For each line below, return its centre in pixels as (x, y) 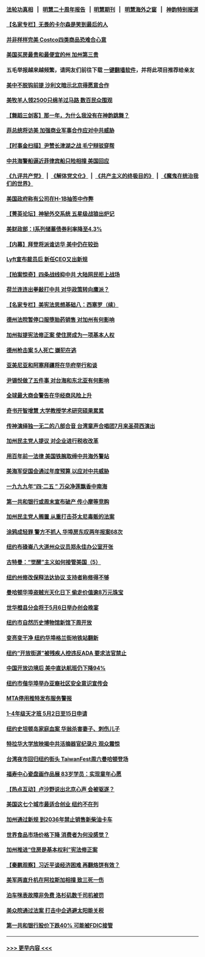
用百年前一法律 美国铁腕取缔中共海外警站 (58, 456)
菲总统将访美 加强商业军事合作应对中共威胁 (60, 130)
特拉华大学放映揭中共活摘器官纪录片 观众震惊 (63, 744)
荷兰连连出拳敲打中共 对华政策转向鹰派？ (58, 289)
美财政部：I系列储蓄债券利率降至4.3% (54, 229)
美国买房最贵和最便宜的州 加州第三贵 (52, 54)
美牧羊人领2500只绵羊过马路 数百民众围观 (59, 100)
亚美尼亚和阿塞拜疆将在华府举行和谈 (52, 365)
